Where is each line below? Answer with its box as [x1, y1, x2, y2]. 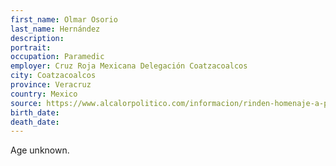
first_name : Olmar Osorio [10, 14, 118, 25]
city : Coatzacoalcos [10, 71, 97, 81]
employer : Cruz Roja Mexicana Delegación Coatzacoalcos [10, 61, 248, 71]
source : [10, 98, 43, 108]
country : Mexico [10, 89, 78, 99]
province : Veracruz [10, 80, 92, 90]
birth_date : [10, 107, 60, 118]
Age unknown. [10, 144, 70, 156]
